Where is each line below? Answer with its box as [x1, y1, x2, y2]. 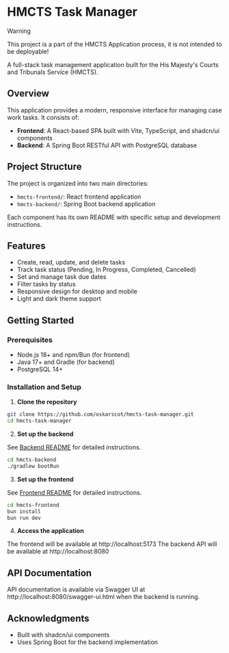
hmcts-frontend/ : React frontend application [16, 193, 142, 201]
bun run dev [7, 515, 41, 521]
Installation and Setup [7, 382, 82, 391]
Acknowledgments [7, 613, 90, 624]
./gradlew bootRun [7, 463, 59, 469]
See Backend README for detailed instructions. [7, 443, 142, 452]
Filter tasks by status [16, 280, 77, 288]
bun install [7, 508, 41, 515]
